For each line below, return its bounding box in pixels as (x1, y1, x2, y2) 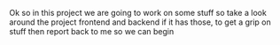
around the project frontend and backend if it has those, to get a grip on (9, 17, 272, 27)
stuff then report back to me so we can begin (9, 26, 175, 36)
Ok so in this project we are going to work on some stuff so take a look (9, 8, 268, 18)
